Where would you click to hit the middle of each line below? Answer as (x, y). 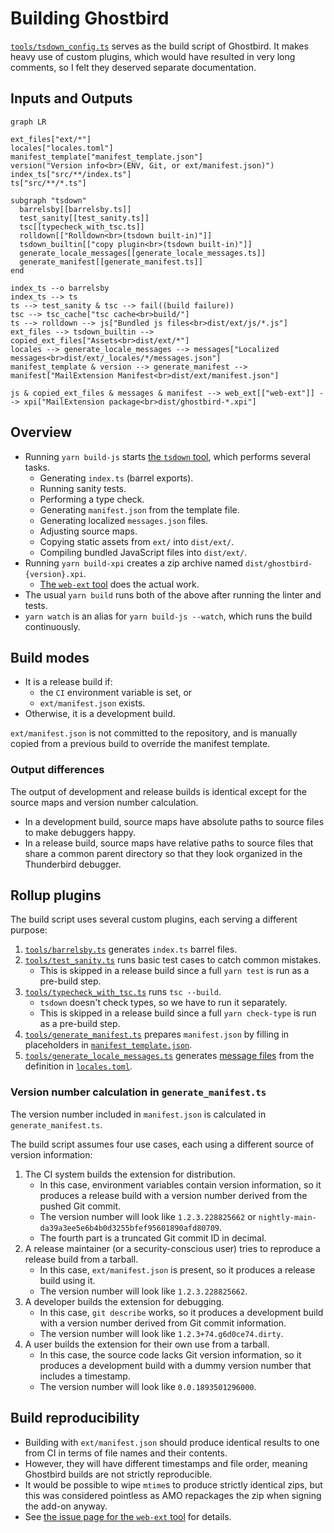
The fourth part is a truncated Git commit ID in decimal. (153, 1238)
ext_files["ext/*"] (51, 139)
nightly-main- (287, 1217)
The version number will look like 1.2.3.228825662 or (148, 1216)
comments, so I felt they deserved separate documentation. (133, 67)
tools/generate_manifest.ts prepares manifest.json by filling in (157, 1034)
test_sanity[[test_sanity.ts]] (84, 218)
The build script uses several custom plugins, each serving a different (154, 919)
